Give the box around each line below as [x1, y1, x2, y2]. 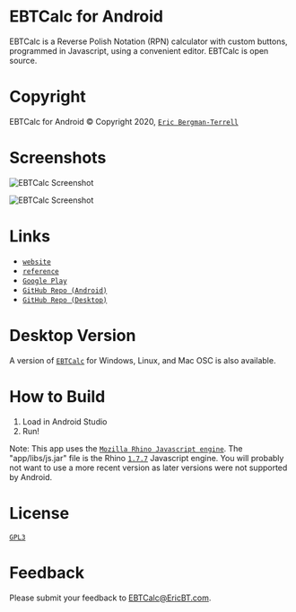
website [22, 258, 51, 267]
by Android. [9, 471, 53, 482]
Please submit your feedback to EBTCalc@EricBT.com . [9, 592, 212, 603]
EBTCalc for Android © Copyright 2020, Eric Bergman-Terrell [9, 116, 239, 127]
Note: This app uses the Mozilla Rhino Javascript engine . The [9, 442, 243, 454]
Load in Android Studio [22, 415, 108, 427]
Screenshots [9, 148, 107, 168]
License [9, 503, 70, 523]
